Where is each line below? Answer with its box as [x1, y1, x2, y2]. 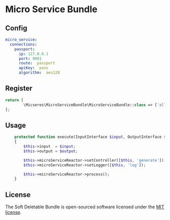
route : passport [18, 61, 56, 66]
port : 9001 [18, 56, 42, 61]
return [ [5, 97, 24, 102]
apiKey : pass [18, 65, 49, 70]
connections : [10, 42, 37, 47]
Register [5, 84, 33, 93]
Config [5, 24, 27, 32]
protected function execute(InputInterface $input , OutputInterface [14, 134, 162, 140]
